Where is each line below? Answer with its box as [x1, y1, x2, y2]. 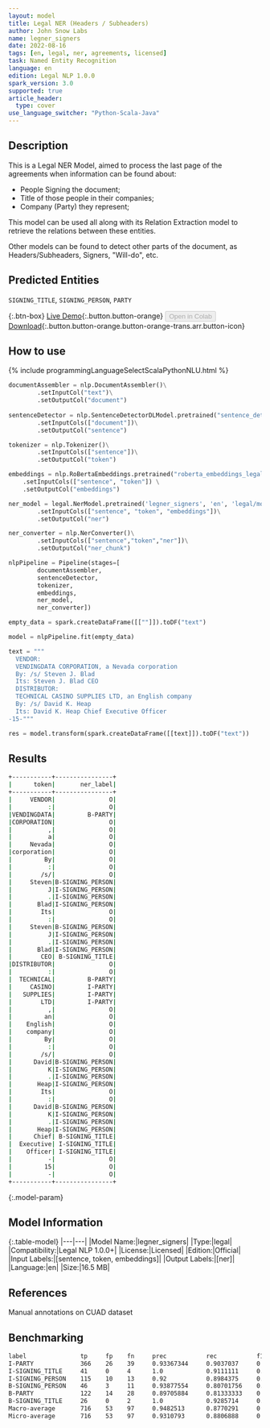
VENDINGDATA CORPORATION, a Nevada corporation [15, 662, 178, 670]
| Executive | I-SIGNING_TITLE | [8, 1140, 117, 1148]
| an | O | [8, 1013, 117, 1021]
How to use [8, 344, 66, 359]
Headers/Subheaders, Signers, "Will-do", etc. [8, 250, 159, 259]
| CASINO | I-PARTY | [8, 982, 117, 991]
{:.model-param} [8, 1192, 64, 1202]
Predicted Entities [8, 273, 100, 287]
